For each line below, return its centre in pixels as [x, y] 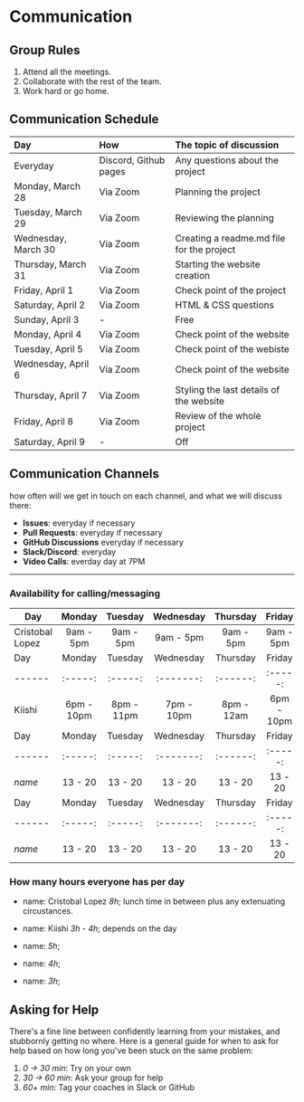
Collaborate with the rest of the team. [92, 81]
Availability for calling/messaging [85, 593]
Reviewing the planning [224, 217]
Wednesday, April [52, 364]
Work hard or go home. [66, 91]
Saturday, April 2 [50, 305]
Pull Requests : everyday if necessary [92, 532]
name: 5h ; [41, 946]
